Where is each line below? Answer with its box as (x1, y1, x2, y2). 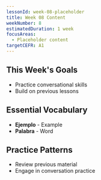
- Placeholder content (11, 37, 69, 43)
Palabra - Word (14, 127, 54, 135)
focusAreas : (6, 31, 36, 37)
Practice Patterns (6, 144, 73, 155)
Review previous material (14, 161, 78, 168)
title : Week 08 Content (6, 14, 66, 21)
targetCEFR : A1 (6, 43, 44, 49)
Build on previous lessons (14, 87, 79, 94)
